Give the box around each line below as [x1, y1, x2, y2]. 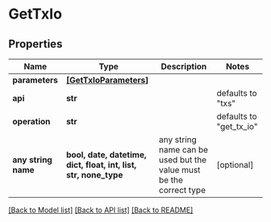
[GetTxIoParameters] [65, 74, 149, 86]
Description [161, 61, 207, 72]
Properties [8, 37, 63, 51]
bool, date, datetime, [65, 149, 147, 160]
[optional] [216, 159, 254, 170]
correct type [158, 185, 206, 195]
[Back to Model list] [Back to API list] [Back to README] [8, 205, 194, 215]
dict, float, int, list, [65, 159, 137, 170]
